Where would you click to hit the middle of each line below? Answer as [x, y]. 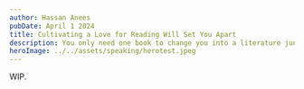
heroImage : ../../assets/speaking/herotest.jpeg [103, 51]
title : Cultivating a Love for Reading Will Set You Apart [123, 34]
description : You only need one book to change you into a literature [145, 43]
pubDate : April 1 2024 [52, 26]
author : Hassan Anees [50, 18]
